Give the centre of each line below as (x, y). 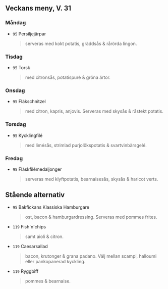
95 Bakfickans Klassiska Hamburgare (51, 207)
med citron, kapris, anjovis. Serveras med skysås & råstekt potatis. (94, 111)
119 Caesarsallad (30, 246)
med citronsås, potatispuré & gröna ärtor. (68, 77)
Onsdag (15, 90)
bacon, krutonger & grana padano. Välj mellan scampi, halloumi (91, 256)
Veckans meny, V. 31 (38, 8)
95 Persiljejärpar (29, 34)
